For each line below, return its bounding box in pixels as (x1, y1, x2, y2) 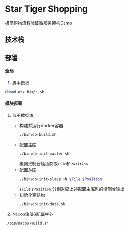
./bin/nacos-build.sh (5, 221, 49, 226)
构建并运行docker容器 (19, 123, 64, 128)
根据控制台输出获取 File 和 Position (19, 161, 88, 166)
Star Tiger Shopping (5, 3, 88, 15)
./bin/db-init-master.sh (19, 151, 70, 156)
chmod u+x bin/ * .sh (5, 89, 45, 94)
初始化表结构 (19, 192, 45, 197)
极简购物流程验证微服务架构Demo (5, 20, 72, 26)
